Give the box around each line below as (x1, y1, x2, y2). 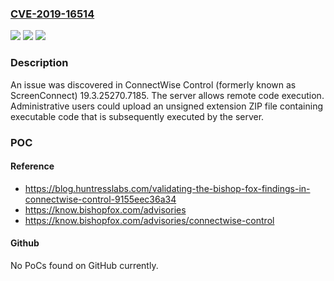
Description (10, 56, 69, 70)
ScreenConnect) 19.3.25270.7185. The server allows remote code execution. (10, 89, 325, 101)
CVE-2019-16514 (10, 7, 95, 21)
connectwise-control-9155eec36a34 (24, 193, 177, 205)
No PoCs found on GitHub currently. (10, 259, 159, 271)
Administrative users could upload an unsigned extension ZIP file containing (10, 100, 324, 112)
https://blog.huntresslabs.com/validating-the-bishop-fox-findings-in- (24, 182, 311, 194)
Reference (10, 160, 55, 172)
